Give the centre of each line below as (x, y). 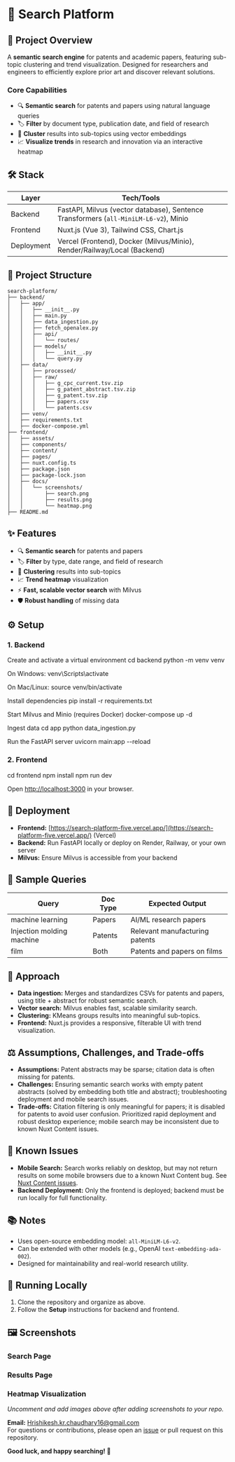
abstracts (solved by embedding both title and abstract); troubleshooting (122, 1091)
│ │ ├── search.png (48, 494)
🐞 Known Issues (43, 1151)
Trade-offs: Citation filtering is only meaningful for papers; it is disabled (121, 1106)
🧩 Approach (34, 976)
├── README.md (28, 512)
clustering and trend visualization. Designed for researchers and (116, 65)
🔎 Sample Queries (47, 879)
